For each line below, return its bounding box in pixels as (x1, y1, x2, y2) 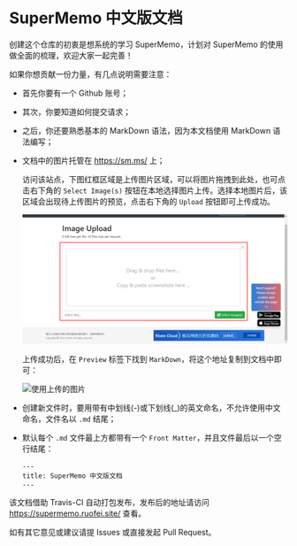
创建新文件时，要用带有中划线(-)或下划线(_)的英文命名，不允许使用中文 (21, 403, 281, 413)
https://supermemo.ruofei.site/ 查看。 (9, 508, 147, 519)
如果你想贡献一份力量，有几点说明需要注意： (9, 68, 172, 80)
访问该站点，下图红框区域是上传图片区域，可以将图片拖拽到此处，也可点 (21, 173, 286, 184)
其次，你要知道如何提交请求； (21, 106, 131, 117)
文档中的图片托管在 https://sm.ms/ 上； (21, 155, 165, 165)
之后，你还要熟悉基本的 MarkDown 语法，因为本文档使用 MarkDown (21, 125, 271, 135)
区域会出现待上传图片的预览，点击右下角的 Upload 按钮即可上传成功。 (21, 196, 276, 206)
